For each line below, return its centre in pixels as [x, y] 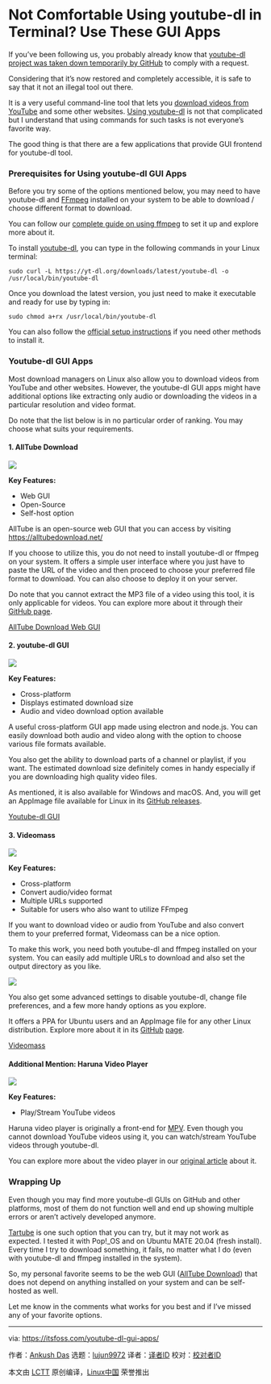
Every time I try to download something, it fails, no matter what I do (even [130, 1249]
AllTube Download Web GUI [54, 627]
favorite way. [30, 128]
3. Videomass [32, 835]
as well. [46, 1290]
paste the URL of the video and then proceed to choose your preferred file [132, 569]
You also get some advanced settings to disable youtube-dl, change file [128, 997]
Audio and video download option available [92, 711]
